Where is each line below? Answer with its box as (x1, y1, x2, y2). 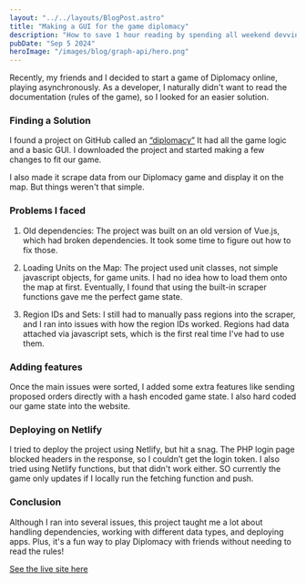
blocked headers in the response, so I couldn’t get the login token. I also (9, 454, 280, 465)
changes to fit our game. (9, 154, 102, 165)
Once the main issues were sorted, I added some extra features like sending (9, 382, 295, 393)
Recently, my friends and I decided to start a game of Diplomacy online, (9, 72, 278, 83)
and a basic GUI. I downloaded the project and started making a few (9, 145, 265, 156)
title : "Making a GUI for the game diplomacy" (9, 22, 189, 31)
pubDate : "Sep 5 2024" (9, 38, 96, 48)
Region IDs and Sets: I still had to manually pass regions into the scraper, (22, 309, 296, 320)
